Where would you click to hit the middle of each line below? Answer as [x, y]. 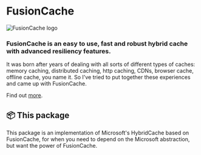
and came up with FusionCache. [46, 84]
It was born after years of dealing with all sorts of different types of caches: [101, 64]
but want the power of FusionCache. [52, 146]
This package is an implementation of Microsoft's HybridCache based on [98, 133]
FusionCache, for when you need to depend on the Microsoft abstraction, [98, 139]
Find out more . [25, 96]
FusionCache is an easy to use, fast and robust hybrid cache [97, 44]
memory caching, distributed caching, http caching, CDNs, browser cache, [100, 71]
